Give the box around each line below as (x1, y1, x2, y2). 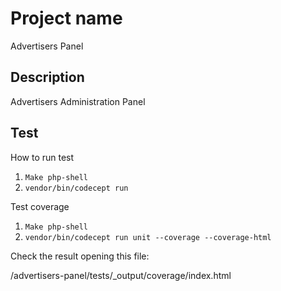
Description (10, 69, 85, 86)
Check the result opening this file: (10, 250, 150, 262)
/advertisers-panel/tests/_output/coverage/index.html (10, 269, 232, 281)
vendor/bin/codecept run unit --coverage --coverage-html (24, 232, 272, 242)
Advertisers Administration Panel (10, 95, 146, 107)
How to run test (10, 151, 75, 163)
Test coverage (10, 200, 70, 212)
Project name (10, 7, 123, 30)
